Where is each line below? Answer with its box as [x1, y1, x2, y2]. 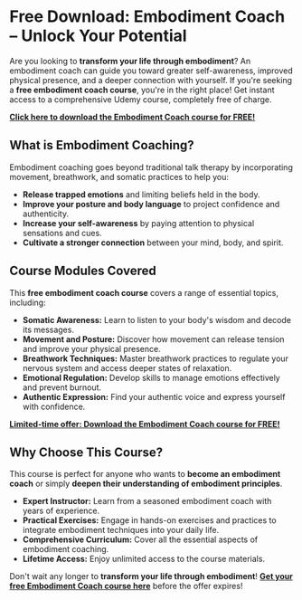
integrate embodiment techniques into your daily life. [22, 525, 220, 536]
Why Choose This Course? [9, 444, 164, 460]
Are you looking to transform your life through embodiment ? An [9, 55, 251, 66]
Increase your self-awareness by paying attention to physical [22, 217, 255, 228]
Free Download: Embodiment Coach [9, 6, 286, 27]
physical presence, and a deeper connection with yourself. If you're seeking [9, 74, 292, 85]
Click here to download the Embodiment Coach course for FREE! [9, 111, 256, 122]
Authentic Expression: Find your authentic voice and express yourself [22, 391, 286, 402]
